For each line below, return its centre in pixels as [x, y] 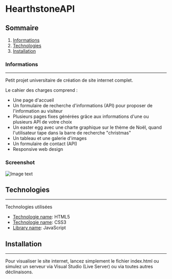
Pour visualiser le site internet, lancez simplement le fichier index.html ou [82, 261]
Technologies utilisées [29, 207]
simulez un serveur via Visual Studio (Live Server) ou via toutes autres [79, 267]
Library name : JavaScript [39, 228]
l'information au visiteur [38, 111]
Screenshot [20, 163]
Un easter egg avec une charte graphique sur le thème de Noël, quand [87, 127]
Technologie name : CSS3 [39, 222]
